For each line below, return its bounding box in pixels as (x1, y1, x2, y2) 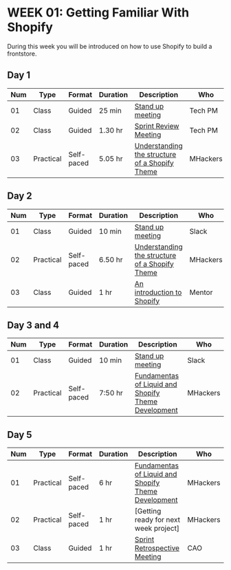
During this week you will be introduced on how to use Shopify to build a (7, 42, 212, 50)
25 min (98, 105, 122, 115)
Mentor (189, 287, 213, 297)
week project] (134, 524, 180, 534)
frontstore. (7, 50, 37, 58)
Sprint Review (134, 121, 179, 131)
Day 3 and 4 (7, 319, 60, 331)
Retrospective (134, 543, 180, 553)
